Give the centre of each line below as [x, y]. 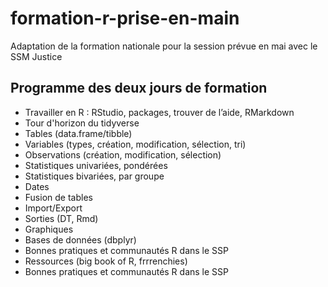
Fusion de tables [58, 197]
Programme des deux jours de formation [139, 88]
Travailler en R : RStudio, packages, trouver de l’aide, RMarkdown [159, 112]
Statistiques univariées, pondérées [96, 165]
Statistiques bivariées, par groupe [94, 176]
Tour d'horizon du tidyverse [82, 123]
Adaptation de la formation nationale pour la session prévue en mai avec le [164, 46]
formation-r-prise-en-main [125, 18]
